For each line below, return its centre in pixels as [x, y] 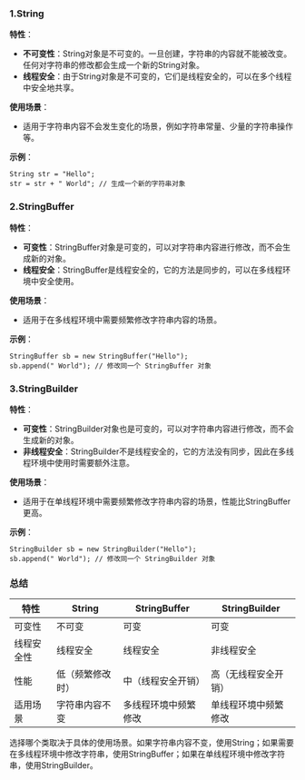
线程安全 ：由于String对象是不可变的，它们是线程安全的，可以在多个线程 [157, 76]
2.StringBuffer [42, 207]
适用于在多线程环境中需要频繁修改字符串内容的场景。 [122, 320]
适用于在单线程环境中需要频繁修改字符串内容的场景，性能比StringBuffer [157, 501]
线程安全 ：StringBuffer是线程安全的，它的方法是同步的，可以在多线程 [152, 270]
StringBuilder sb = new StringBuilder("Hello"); [103, 549]
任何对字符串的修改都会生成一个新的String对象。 [113, 65]
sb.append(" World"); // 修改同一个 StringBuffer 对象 [110, 366]
